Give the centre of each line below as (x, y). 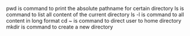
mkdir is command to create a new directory (60, 27)
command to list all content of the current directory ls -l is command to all (95, 15)
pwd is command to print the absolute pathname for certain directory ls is (95, 8)
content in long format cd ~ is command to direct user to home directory (94, 21)
